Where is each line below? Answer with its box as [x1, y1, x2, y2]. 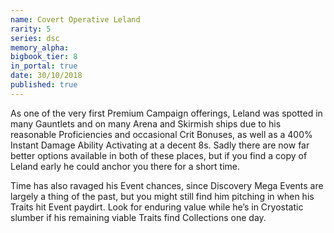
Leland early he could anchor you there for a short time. [10, 160, 241, 172]
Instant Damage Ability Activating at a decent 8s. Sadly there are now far [10, 139, 310, 151]
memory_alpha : [10, 42, 70, 53]
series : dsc [10, 33, 60, 43]
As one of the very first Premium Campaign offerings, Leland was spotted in [10, 107, 323, 119]
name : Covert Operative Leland [10, 14, 141, 25]
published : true [10, 80, 78, 90]
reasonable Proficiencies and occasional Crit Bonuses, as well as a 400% [10, 128, 313, 140]
